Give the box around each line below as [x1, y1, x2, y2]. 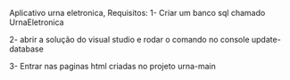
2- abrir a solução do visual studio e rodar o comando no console [9, 35, 250, 44]
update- [251, 35, 281, 44]
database [9, 44, 45, 54]
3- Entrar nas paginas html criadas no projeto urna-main [9, 61, 217, 71]
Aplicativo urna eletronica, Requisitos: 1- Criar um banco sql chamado [9, 8, 266, 18]
